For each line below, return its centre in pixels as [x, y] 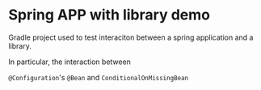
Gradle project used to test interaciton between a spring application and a [131, 37]
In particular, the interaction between [70, 62]
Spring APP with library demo [109, 15]
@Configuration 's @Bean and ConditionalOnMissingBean [98, 77]
